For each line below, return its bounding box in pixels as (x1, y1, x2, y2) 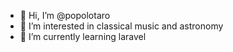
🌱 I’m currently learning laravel (19, 31, 147, 42)
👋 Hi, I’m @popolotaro (19, 10, 111, 21)
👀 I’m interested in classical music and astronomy (19, 20, 224, 32)
